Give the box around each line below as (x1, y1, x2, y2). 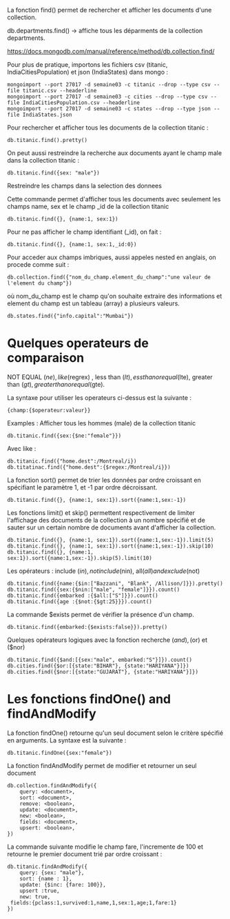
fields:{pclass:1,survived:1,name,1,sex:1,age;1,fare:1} (10, 899, 177, 906)
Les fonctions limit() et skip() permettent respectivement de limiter (7, 508, 195, 516)
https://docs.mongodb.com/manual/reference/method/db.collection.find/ (7, 48, 215, 55)
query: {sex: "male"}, (19, 869, 85, 876)
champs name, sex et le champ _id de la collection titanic (7, 203, 169, 210)
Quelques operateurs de (7, 336, 149, 351)
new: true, (19, 893, 51, 900)
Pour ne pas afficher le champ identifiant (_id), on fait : (7, 228, 162, 236)
